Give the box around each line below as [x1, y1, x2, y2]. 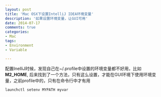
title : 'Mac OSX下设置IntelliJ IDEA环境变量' [5, 12, 94, 16]
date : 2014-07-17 [5, 20, 40, 26]
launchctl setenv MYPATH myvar [5, 87, 69, 92]
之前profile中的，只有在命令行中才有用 [13, 78, 91, 83]
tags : [5, 39, 16, 43]
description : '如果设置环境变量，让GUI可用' [5, 16, 88, 21]
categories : [5, 29, 29, 34]
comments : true [5, 25, 36, 30]
